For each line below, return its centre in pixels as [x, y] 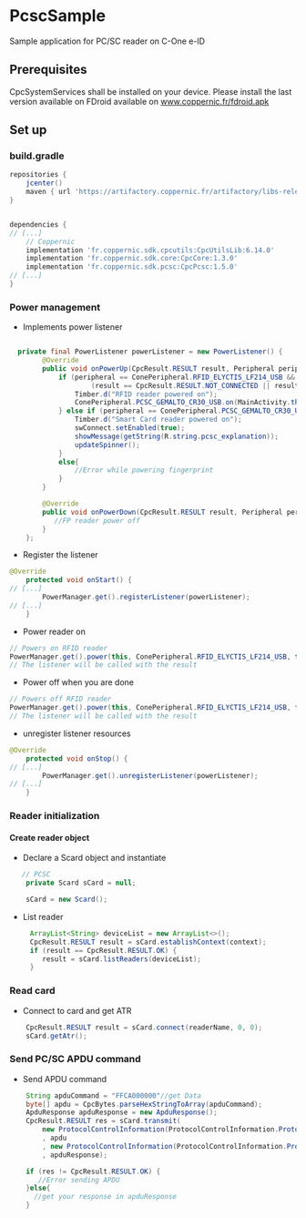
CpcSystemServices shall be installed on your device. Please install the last [151, 91]
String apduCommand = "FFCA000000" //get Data [114, 1095]
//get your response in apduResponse [105, 1197]
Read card [32, 991]
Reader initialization [55, 816]
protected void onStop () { [77, 758]
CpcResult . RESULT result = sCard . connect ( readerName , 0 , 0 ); [144, 1027]
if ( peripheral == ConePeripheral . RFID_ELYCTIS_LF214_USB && [177, 377]
